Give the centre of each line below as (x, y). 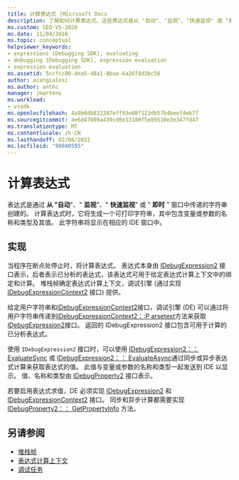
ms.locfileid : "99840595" (46, 146)
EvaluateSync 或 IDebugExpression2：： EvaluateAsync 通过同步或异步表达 (117, 358)
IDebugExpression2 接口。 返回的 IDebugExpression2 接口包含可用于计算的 (117, 325)
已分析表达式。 (29, 334)
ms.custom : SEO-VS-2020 (43, 27)
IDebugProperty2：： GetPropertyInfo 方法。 (74, 408)
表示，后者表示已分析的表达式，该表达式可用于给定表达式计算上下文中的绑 (122, 274)
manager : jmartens (34, 93)
